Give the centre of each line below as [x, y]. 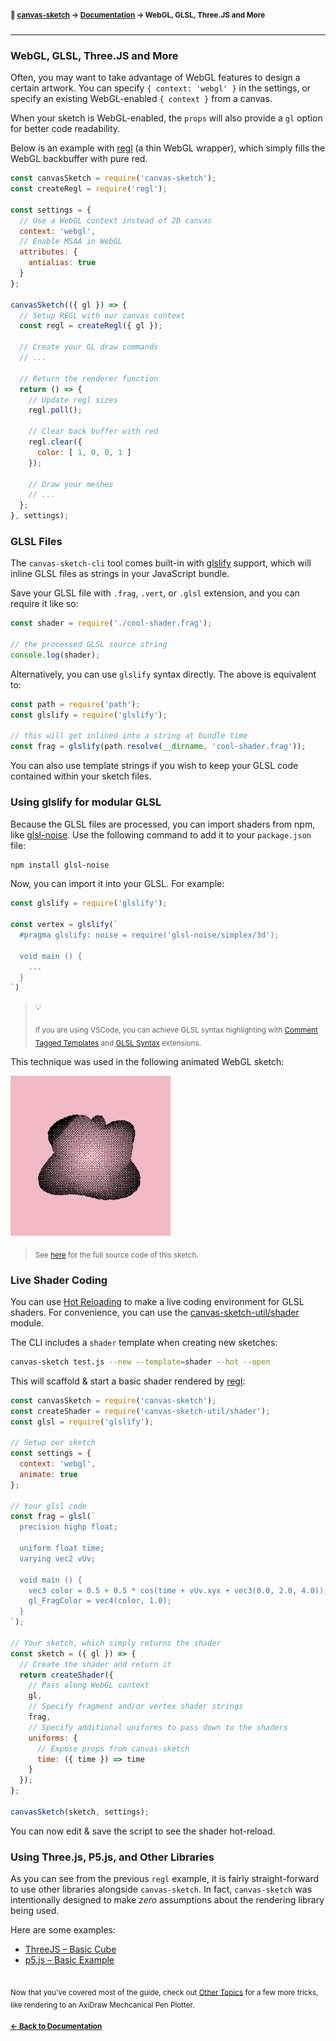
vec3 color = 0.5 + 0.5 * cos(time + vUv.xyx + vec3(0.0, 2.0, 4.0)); [178, 1590]
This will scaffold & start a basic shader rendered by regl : [128, 1381]
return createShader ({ [66, 1675]
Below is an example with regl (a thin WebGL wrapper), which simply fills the [168, 148]
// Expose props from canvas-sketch [113, 1748]
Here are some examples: [63, 1930]
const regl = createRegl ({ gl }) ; [91, 326]
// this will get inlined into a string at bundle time [129, 736]
